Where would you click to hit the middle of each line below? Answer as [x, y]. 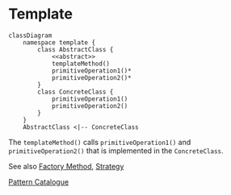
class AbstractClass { [76, 49]
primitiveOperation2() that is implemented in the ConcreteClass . [116, 151]
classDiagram [30, 35]
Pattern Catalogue [39, 181]
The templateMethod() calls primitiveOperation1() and [100, 142]
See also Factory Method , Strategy [66, 166]
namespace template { [59, 42]
